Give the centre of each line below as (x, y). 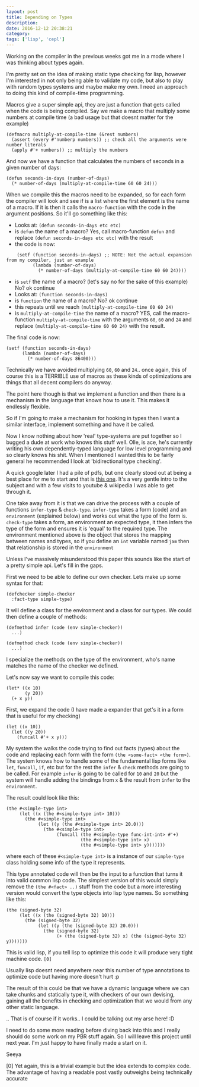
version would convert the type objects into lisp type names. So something (97, 893)
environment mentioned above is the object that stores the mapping (89, 535)
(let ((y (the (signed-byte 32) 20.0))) (88, 926)
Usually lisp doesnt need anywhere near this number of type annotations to (98, 970)
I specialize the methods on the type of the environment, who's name (91, 659)
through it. (19, 492)
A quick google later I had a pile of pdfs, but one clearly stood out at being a (99, 473)
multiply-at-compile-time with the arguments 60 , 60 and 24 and (114, 319)
